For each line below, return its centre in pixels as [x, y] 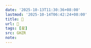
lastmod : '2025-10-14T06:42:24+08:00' [46, 14]
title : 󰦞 [14, 19]
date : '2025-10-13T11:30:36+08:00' [43, 10]
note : [11, 38]
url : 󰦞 [12, 24]
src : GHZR [16, 33]
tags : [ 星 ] [17, 28]
